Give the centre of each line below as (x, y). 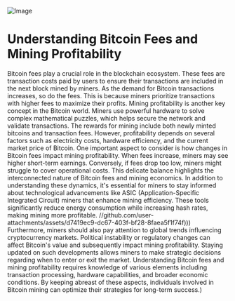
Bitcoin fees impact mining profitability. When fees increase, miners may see (118, 155)
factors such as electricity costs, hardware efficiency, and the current (108, 140)
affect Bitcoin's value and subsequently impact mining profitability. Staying (115, 245)
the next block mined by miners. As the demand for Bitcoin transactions (111, 88)
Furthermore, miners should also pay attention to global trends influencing (115, 230)
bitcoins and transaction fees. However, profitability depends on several (111, 133)
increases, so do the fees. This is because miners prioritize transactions (111, 95)
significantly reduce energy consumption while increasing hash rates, (108, 208)
